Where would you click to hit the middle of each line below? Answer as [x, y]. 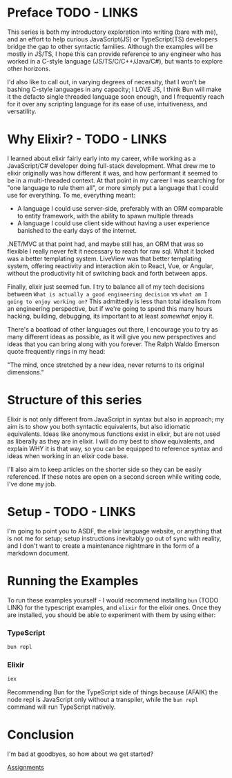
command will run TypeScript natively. [61, 707]
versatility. [22, 111]
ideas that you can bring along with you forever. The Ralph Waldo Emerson [113, 344]
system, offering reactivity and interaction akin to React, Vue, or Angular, [110, 266]
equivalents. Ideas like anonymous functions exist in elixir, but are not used [114, 434]
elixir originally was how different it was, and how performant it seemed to [113, 173]
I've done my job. [32, 484]
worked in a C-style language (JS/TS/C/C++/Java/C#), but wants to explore [115, 61]
